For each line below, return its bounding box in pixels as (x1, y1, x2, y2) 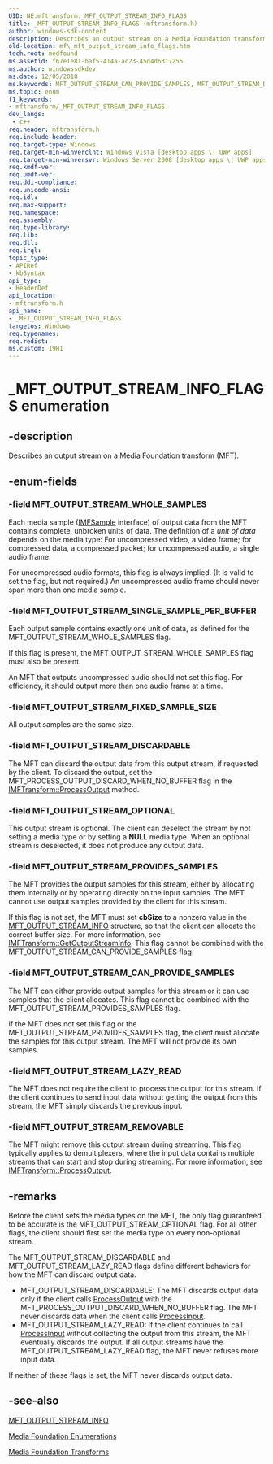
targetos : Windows (8, 322, 71, 330)
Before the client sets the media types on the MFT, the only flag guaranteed (8, 1211, 262, 1220)
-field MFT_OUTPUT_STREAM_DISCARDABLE (8, 740, 191, 752)
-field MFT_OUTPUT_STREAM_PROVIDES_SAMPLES (8, 861, 218, 872)
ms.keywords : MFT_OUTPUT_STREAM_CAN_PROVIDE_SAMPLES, (8, 80, 195, 88)
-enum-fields (8, 474, 77, 488)
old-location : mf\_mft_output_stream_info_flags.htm (8, 42, 191, 50)
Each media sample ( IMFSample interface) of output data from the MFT (8, 517, 248, 527)
